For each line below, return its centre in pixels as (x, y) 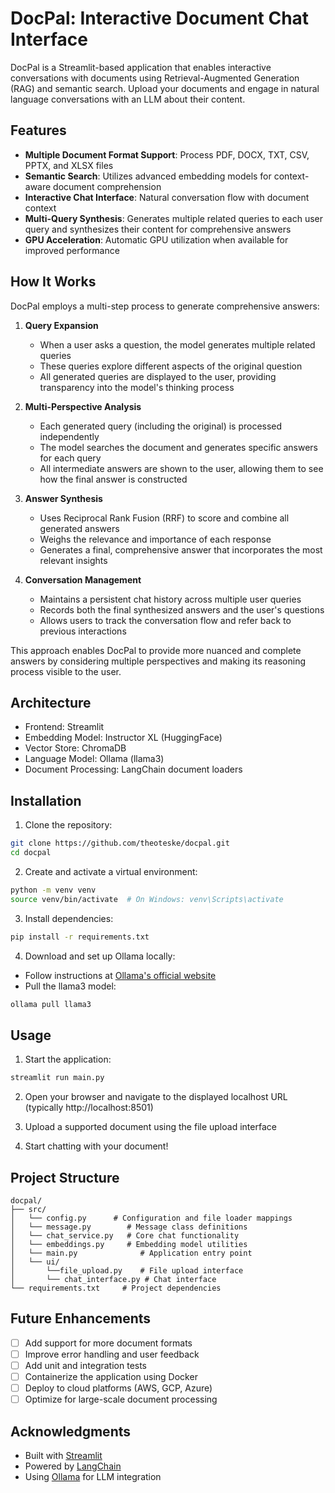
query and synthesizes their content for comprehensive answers (158, 229)
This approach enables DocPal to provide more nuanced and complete (156, 650)
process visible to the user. (66, 671)
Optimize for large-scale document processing (121, 1399)
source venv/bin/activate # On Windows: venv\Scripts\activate (147, 899)
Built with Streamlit (63, 1455)
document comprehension (107, 186)
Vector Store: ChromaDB (75, 748)
